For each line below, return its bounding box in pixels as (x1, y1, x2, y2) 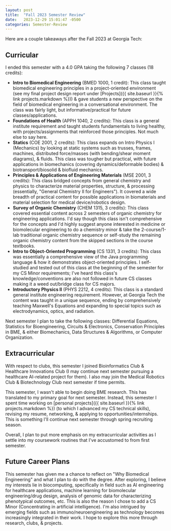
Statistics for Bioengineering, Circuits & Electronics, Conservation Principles (5, 324, 165, 330)
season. (5, 421, 22, 428)
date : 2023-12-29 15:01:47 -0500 (5, 17, 81, 22)
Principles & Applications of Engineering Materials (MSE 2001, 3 (12, 172, 152, 178)
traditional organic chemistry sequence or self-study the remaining (20, 232, 161, 238)
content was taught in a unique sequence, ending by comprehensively (12, 298, 161, 304)
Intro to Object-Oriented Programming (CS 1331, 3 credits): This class (12, 248, 162, 254)
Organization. (5, 334, 34, 341)
